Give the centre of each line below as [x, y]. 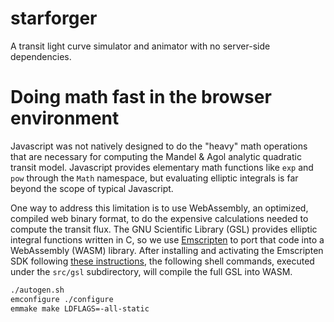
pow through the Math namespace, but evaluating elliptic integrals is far [154, 178]
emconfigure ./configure [62, 299]
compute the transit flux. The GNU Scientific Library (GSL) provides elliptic [164, 229]
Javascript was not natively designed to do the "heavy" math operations [159, 146]
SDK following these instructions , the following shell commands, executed [162, 261]
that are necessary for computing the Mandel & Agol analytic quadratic [156, 156]
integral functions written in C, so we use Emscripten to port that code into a [167, 239]
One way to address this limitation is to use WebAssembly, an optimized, [159, 208]
